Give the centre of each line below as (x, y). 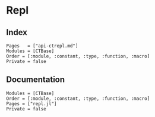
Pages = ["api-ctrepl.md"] (42, 46)
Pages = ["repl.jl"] (32, 104)
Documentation (36, 80)
